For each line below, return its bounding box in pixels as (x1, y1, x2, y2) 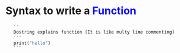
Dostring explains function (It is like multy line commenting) (13, 29, 175, 35)
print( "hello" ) (13, 40, 51, 46)
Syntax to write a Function (5, 4, 137, 18)
